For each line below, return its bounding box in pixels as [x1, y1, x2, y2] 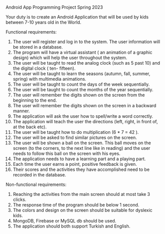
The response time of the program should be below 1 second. [12, 202, 140, 207]
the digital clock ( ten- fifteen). [12, 65, 76, 71]
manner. [12, 108, 30, 114]
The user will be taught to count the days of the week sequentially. [12, 81, 150, 87]
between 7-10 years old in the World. [5, 20, 82, 25]
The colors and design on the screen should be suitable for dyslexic [12, 207, 153, 213]
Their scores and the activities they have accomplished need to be [12, 166, 150, 172]
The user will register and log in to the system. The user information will [12, 39, 161, 45]
